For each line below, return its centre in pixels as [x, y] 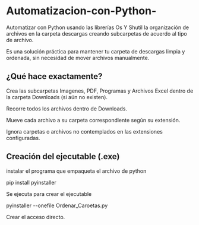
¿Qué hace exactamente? [54, 76]
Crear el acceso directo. [36, 217]
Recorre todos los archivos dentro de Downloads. [67, 109]
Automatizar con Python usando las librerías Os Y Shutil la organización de [97, 27]
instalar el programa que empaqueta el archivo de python [76, 171]
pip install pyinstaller [31, 182]
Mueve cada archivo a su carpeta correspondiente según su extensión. [93, 120]
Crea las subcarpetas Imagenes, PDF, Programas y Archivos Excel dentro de [100, 91]
